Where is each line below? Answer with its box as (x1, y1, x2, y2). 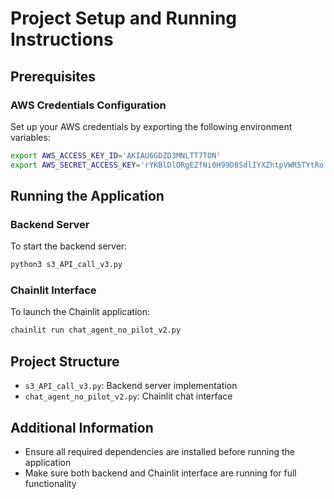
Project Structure (10, 353, 120, 370)
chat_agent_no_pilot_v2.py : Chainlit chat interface (24, 390, 233, 402)
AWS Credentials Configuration (10, 98, 167, 112)
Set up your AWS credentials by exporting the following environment (10, 120, 293, 132)
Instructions (10, 28, 114, 51)
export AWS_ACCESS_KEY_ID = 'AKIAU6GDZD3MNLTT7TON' (10, 150, 222, 161)
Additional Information (10, 419, 154, 436)
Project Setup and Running (10, 7, 238, 30)
